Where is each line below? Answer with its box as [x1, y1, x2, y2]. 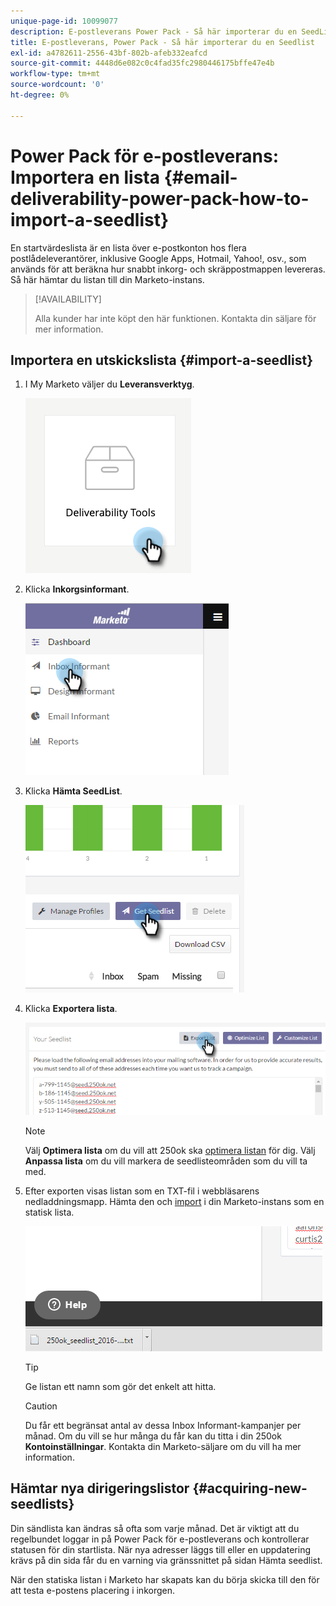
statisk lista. [24, 1206, 75, 1218]
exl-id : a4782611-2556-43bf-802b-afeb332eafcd [10, 48, 208, 58]
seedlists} [10, 1496, 75, 1513]
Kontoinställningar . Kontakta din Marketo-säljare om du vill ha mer [24, 1440, 302, 1452]
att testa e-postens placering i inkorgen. [10, 1584, 175, 1596]
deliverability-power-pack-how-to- [10, 187, 310, 210]
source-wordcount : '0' [10, 80, 105, 90]
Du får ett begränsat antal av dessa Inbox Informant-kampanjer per [24, 1419, 302, 1431]
